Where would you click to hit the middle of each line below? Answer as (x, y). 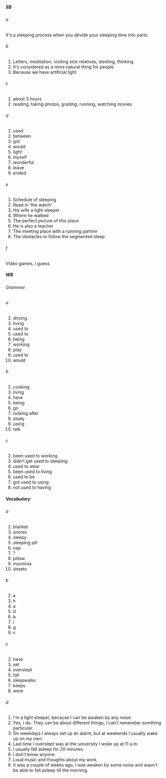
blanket (21, 526)
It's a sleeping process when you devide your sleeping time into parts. (77, 35)
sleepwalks (24, 680)
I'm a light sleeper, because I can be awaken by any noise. (72, 717)
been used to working (35, 456)
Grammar (15, 287)
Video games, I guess (28, 263)
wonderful (23, 162)
